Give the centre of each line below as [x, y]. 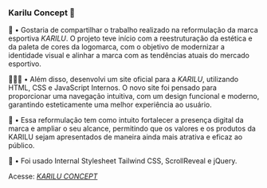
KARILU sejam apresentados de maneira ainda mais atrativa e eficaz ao [126, 137]
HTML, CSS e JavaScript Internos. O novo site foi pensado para [113, 88]
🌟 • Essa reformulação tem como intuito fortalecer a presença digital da [126, 120]
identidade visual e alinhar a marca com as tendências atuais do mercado [129, 56]
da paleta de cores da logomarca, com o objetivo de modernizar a [117, 47]
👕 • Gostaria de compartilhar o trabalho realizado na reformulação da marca [133, 30]
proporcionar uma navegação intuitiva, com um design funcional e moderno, [134, 96]
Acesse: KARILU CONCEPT [53, 176]
